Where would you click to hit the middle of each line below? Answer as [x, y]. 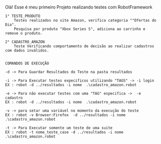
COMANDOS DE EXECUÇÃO [27, 63]
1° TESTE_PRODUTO [23, 16]
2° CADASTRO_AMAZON [25, 42]
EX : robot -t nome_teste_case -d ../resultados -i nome [64, 132]
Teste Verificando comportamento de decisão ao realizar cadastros [84, 46]
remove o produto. [24, 33]
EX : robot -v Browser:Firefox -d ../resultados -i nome [65, 115]
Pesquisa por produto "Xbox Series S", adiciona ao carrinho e [80, 29]
